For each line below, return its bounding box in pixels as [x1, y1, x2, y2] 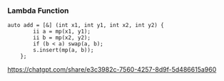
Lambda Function [7, 6, 69, 16]
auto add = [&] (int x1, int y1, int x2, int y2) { [7, 22, 164, 29]
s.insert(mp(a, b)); [33, 47, 94, 54]
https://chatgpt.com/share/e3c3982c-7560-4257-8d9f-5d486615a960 [7, 65, 217, 74]
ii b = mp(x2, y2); [33, 34, 91, 41]
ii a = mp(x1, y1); [33, 28, 91, 36]
